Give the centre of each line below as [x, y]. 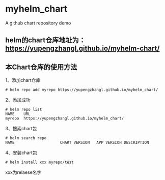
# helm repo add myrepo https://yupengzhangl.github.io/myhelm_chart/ [82, 90]
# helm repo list [24, 110]
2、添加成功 [18, 100]
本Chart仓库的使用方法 [41, 67]
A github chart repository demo [38, 23]
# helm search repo [26, 138]
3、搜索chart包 [21, 129]
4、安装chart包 [21, 153]
